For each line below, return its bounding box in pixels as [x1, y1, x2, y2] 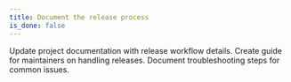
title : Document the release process [9, 12, 150, 22]
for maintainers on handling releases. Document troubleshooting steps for [9, 55, 280, 65]
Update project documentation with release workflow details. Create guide [9, 45, 283, 56]
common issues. [9, 63, 69, 75]
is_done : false [9, 21, 66, 30]
